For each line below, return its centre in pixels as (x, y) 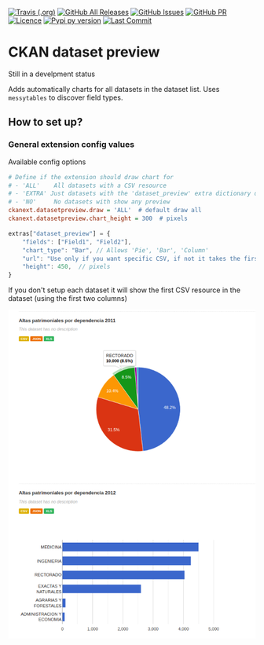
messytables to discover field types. (66, 97)
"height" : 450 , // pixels (66, 267)
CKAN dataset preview (84, 52)
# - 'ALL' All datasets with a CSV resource (88, 185)
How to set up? (46, 122)
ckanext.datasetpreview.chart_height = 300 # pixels (98, 218)
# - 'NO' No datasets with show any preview (89, 202)
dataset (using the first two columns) (68, 299)
